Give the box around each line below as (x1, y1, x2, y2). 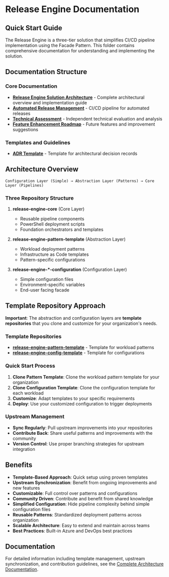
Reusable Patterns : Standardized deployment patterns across (12, 511, 142, 517)
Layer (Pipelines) (5, 183, 44, 188)
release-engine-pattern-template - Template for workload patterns (12, 344, 154, 351)
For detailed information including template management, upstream (5, 556, 145, 562)
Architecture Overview (5, 165, 79, 174)
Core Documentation (5, 83, 58, 90)
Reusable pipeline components (20, 216, 85, 222)
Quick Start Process (5, 362, 55, 369)
